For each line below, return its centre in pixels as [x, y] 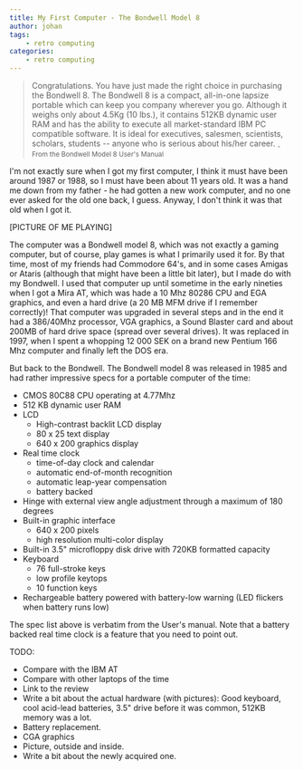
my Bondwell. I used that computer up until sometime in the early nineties [146, 283]
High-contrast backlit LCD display [99, 424]
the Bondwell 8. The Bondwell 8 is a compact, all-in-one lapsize [150, 95]
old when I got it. [41, 209]
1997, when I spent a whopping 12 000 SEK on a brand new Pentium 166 [143, 341]
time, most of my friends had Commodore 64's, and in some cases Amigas [149, 264]
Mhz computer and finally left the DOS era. [89, 351]
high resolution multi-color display [100, 539]
